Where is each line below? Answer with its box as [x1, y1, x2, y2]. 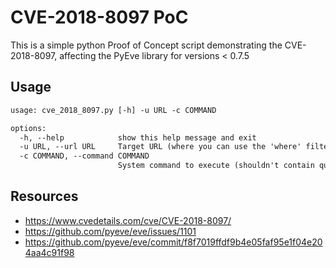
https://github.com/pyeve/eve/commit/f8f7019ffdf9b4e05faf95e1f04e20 [24, 236, 323, 248]
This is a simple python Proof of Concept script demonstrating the [10, 39, 283, 51]
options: [10, 123, 47, 133]
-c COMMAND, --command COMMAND [19, 151, 150, 161]
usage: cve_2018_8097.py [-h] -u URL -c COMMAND [10, 105, 217, 115]
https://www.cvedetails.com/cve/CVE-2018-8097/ [24, 214, 232, 226]
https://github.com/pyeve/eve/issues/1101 [24, 225, 197, 237]
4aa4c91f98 [24, 246, 75, 258]
